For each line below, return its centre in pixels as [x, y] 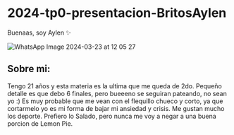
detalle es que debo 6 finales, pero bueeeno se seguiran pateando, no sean [117, 93]
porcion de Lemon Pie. [40, 123]
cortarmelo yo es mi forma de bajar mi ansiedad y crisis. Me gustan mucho [116, 108]
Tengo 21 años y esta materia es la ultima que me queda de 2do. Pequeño [115, 86]
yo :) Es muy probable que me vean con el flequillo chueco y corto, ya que [115, 101]
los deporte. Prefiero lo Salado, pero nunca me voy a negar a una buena [112, 116]
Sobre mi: [29, 69]
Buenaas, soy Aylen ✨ [39, 33]
